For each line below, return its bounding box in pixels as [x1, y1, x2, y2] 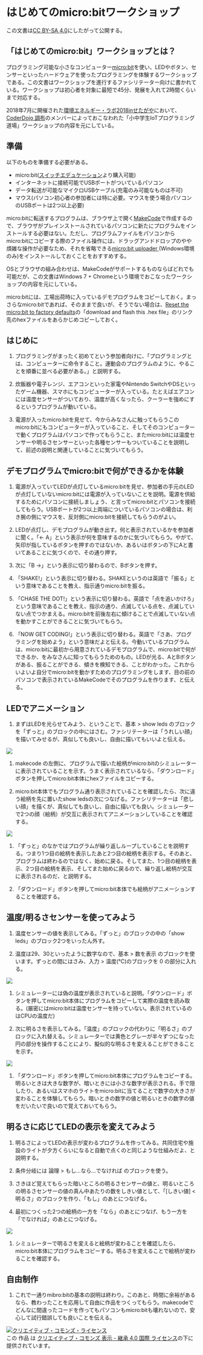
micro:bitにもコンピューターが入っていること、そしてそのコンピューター [14, 423, 195, 431]
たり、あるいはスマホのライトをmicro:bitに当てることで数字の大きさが [20, 1087, 196, 1094]
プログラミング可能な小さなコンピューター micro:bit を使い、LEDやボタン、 [6, 63, 192, 70]
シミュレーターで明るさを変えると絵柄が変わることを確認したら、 [14, 1239, 179, 1247]
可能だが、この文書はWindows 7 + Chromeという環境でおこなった [6, 273, 172, 280]
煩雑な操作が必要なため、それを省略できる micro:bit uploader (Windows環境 [6, 245, 195, 252]
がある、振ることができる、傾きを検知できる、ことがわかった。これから [14, 661, 195, 668]
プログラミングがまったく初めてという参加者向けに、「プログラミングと [14, 353, 192, 360]
